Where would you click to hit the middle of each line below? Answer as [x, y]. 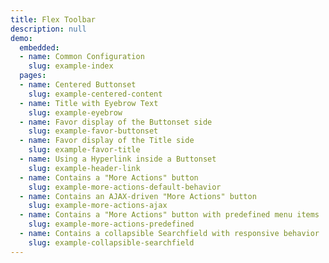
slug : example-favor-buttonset [93, 131]
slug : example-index [71, 66]
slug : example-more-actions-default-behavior [125, 187]
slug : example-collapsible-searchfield [111, 242]
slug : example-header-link [84, 168]
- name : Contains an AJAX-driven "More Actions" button [138, 196]
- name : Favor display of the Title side [107, 141]
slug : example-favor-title [84, 150]
